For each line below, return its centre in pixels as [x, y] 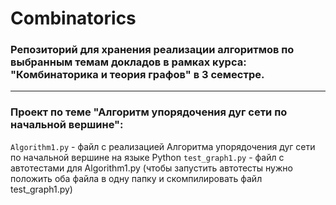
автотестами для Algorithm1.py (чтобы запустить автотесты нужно [151, 168]
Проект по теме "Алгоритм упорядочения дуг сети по [149, 112]
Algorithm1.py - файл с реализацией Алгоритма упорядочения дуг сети [163, 146]
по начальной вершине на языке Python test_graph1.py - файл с [147, 157]
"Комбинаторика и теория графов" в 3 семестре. [137, 75]
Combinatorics [73, 18]
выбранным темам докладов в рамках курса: [128, 62]
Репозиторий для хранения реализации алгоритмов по [152, 50]
